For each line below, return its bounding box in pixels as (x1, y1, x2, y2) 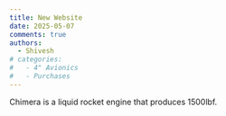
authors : (9, 38, 42, 48)
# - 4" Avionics (9, 64, 79, 73)
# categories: (9, 55, 63, 64)
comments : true (9, 30, 67, 39)
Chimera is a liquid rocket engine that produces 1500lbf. (9, 96, 218, 107)
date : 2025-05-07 (9, 22, 75, 31)
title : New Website (9, 13, 83, 22)
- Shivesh (17, 47, 54, 56)
